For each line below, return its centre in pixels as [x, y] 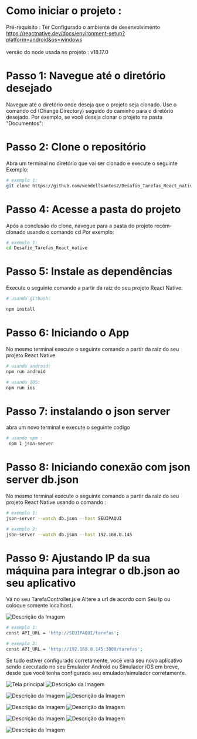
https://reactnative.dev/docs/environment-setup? [65, 33]
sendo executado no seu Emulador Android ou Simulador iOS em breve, [93, 666]
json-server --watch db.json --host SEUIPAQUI [64, 518]
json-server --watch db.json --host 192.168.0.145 [69, 535]
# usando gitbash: [28, 299]
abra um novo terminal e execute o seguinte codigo [68, 428]
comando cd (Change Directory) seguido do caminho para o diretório [90, 110]
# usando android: [28, 366]
